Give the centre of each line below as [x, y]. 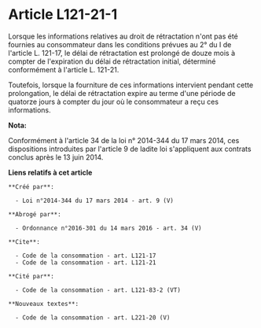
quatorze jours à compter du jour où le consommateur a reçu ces [113, 101]
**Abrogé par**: [35, 214]
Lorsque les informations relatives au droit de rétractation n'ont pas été [123, 36]
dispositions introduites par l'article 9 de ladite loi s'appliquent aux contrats [130, 149]
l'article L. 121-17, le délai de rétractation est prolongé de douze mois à [122, 53]
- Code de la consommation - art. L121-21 [86, 262]
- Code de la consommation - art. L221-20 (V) [93, 317]
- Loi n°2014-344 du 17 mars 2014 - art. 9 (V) [95, 201]
